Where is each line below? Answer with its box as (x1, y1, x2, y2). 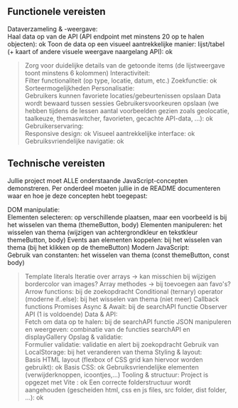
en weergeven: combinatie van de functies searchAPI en (24, 325, 190, 333)
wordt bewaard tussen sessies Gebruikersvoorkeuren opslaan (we (24, 99, 219, 108)
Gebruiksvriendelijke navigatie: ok (24, 137, 124, 145)
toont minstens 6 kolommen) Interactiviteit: (24, 68, 151, 77)
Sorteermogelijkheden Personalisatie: (24, 83, 135, 92)
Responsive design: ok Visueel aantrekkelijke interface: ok (24, 129, 195, 137)
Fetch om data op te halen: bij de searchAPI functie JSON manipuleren (24, 317, 232, 326)
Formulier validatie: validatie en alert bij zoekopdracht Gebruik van (24, 340, 219, 348)
